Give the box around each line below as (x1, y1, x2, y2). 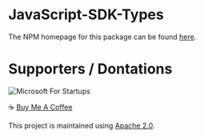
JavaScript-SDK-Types (8, 6, 164, 24)
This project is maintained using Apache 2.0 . (8, 120, 155, 130)
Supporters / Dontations (8, 60, 173, 78)
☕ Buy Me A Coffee (8, 102, 73, 112)
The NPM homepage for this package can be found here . (8, 32, 197, 41)
